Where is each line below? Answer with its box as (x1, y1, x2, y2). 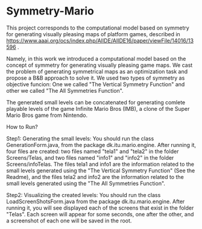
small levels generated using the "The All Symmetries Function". (6, 180, 166, 187)
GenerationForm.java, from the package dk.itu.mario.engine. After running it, (6, 141, 197, 148)
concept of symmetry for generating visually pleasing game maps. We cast (6, 61, 193, 69)
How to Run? (6, 123, 38, 130)
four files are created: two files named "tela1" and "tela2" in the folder (6, 148, 179, 155)
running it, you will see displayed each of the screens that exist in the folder (6, 204, 194, 212)
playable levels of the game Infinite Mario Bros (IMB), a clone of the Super (6, 105, 190, 112)
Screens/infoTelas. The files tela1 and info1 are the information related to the (6, 160, 195, 168)
